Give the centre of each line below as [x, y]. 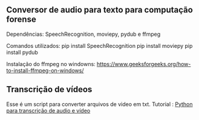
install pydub [22, 52]
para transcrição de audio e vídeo [48, 110]
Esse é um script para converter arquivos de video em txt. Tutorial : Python [99, 104]
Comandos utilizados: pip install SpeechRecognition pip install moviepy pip [99, 45]
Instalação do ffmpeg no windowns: [51, 64]
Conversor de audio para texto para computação [100, 10]
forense [21, 20]
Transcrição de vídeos [49, 89]
